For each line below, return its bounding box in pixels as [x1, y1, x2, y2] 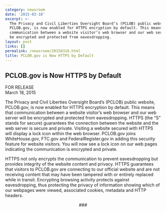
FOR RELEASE [5, 84, 34, 90]
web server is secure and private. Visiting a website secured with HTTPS [5, 125, 154, 131]
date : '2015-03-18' [5, 12, 45, 17]
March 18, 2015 [5, 90, 36, 96]
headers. [5, 193, 23, 199]
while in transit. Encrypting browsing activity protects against [5, 177, 129, 183]
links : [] [5, 44, 26, 49]
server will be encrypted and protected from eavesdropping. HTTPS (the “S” [5, 115, 161, 121]
